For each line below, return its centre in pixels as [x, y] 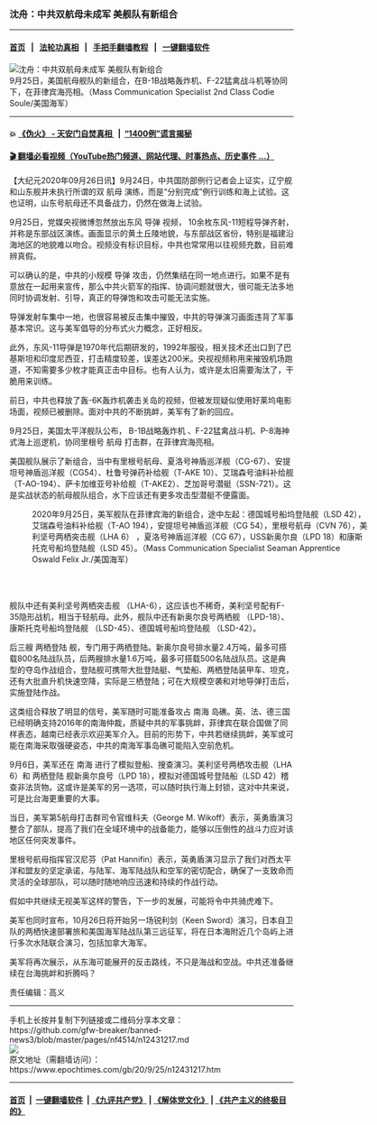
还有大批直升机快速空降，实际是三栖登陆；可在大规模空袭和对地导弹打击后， [152, 681]
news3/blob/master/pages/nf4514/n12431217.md [99, 1040]
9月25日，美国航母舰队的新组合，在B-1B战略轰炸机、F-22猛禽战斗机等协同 [149, 80]
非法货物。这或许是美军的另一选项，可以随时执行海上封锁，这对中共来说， [155, 788]
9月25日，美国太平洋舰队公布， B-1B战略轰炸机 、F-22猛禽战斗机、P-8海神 [150, 431]
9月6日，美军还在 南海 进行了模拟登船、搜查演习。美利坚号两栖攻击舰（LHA [151, 765]
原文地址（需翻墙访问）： [55, 1060]
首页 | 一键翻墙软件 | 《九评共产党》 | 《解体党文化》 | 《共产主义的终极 [144, 1100]
